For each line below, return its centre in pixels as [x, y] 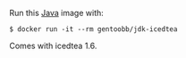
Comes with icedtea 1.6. [53, 46]
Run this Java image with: [57, 13]
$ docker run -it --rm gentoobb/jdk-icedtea [93, 29]
